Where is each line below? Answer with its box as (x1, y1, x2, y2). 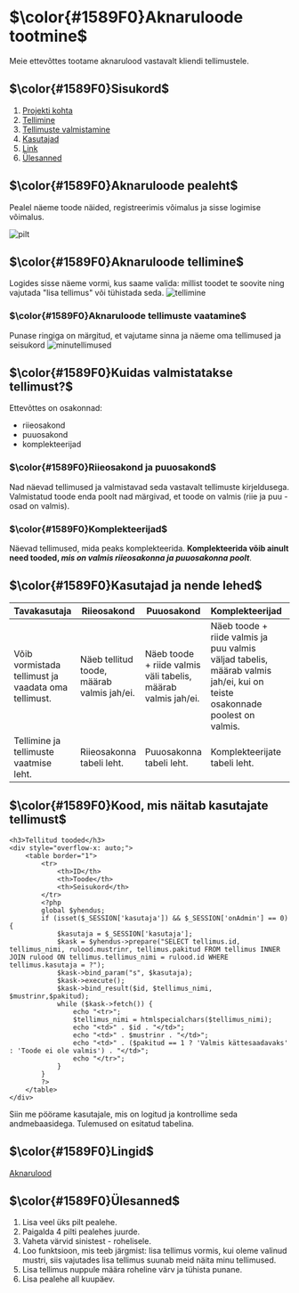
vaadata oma (13, 681, 69, 693)
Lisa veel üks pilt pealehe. (21, 1217, 117, 1228)
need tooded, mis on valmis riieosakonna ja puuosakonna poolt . (9, 552, 252, 563)
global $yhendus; (41, 905, 105, 915)
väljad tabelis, (210, 653, 269, 666)
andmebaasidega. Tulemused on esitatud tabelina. (9, 1117, 194, 1129)
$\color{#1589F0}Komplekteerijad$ (9, 522, 168, 535)
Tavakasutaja (13, 604, 72, 617)
